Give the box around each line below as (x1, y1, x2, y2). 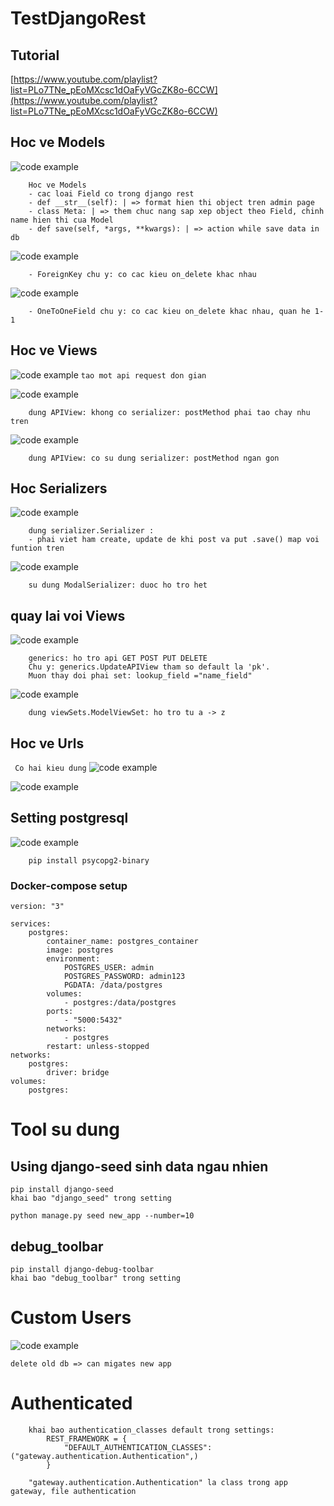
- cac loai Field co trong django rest (28, 188, 195, 199)
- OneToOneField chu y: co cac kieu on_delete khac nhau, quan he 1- (28, 306, 325, 316)
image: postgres (46, 945, 114, 956)
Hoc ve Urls (10, 735, 85, 752)
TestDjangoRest (10, 7, 147, 30)
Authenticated (10, 1392, 133, 1415)
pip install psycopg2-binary (28, 855, 150, 866)
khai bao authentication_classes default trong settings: (28, 1425, 275, 1435)
